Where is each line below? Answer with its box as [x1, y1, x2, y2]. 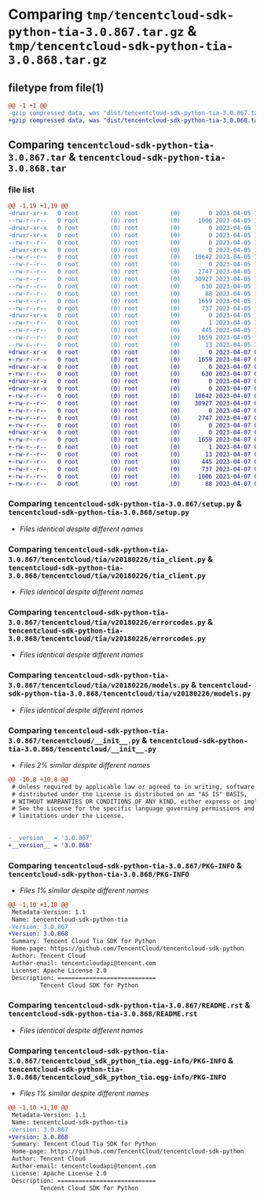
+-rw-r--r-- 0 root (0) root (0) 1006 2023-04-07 [8, 472, 251, 480]
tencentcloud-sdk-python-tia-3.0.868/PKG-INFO [8, 870, 190, 879]
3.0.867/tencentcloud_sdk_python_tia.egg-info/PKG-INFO [8, 1056, 226, 1066]
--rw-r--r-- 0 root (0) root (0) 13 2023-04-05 [8, 340, 251, 349]
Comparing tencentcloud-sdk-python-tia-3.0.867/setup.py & [8, 498, 242, 509]
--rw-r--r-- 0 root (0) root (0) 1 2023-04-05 [8, 319, 251, 327]
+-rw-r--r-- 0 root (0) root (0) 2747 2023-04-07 [8, 414, 251, 422]
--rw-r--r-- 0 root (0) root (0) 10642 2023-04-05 [8, 253, 251, 261]
